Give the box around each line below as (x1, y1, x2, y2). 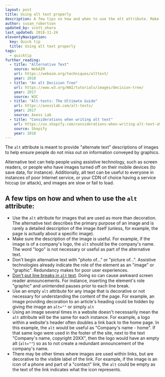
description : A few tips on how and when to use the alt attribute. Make (5, 16, 160, 21)
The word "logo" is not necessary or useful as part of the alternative (12, 247, 151, 252)
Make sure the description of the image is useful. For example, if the (12, 236, 151, 242)
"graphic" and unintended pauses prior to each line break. (12, 283, 130, 289)
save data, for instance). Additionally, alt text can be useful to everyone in (5, 169, 154, 175)
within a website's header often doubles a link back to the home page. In (12, 319, 160, 325)
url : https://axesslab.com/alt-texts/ (14, 103, 93, 108)
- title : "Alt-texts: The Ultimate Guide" (9, 99, 98, 104)
